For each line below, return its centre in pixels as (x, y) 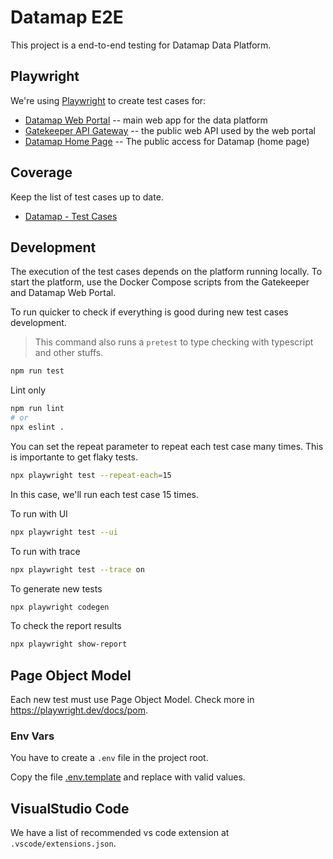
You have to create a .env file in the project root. (109, 758)
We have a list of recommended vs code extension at (120, 833)
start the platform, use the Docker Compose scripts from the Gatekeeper (160, 282)
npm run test (37, 371)
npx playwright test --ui (64, 532)
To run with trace (45, 551)
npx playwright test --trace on (77, 569)
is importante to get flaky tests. (74, 457)
